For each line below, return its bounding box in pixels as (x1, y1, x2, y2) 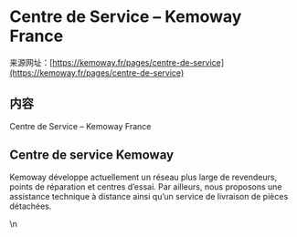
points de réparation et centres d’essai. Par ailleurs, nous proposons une (9, 180, 282, 192)
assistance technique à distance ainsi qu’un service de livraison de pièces (9, 191, 289, 201)
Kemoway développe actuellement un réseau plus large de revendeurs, (9, 171, 277, 182)
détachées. (9, 201, 52, 211)
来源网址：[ (9, 57, 53, 67)
